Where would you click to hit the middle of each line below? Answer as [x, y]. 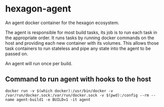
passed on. [17, 54]
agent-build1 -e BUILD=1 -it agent [54, 99]
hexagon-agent [38, 9]
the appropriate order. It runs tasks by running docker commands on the [80, 38]
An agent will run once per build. [39, 63]
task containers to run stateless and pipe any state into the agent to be [78, 48]
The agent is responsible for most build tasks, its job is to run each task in [81, 32]
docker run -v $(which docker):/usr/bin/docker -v [59, 91]
